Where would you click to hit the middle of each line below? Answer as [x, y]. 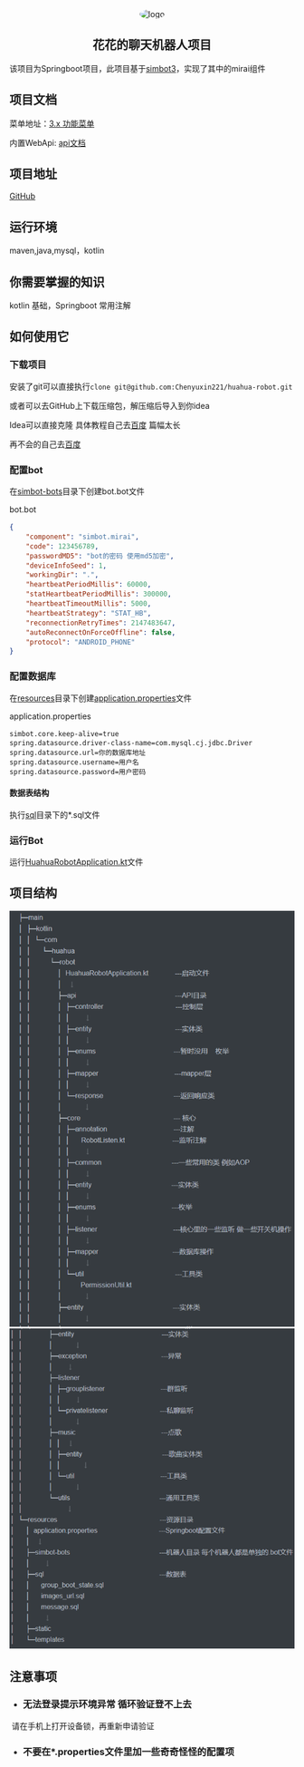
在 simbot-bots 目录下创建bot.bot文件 [77, 491]
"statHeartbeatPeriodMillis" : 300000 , [99, 594]
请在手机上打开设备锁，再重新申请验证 [83, 1725]
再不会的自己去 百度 [45, 444]
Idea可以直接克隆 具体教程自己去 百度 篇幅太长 [95, 424]
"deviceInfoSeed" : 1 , [66, 566]
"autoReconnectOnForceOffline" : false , [101, 632]
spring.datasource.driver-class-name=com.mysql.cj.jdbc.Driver [131, 743]
